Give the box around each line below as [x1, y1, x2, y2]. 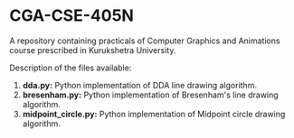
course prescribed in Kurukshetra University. [9, 44, 176, 55]
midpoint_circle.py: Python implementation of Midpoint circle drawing [22, 108, 286, 119]
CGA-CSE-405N [9, 5, 134, 26]
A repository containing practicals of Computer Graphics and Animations [9, 35, 280, 46]
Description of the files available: [9, 62, 132, 73]
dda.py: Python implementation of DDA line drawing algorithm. [22, 79, 258, 90]
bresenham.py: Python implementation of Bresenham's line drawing [22, 89, 279, 100]
